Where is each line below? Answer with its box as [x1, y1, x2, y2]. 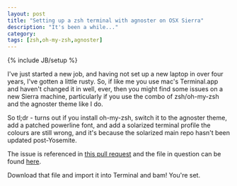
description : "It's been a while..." [7, 23, 119, 30]
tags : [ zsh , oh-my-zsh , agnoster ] [7, 37, 103, 44]
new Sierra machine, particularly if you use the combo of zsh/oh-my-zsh [7, 93, 219, 101]
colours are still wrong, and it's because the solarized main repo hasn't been [7, 129, 230, 137]
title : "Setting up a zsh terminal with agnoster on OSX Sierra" [7, 17, 204, 24]
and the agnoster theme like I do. [7, 100, 104, 108]
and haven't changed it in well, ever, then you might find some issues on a [7, 85, 223, 93]
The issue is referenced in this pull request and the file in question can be [7, 150, 221, 158]
